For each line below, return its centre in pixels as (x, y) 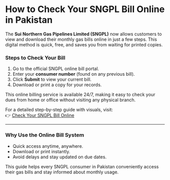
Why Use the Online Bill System (45, 135)
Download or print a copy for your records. (57, 85)
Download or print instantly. (41, 151)
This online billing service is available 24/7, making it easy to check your (80, 95)
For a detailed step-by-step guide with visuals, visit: (59, 110)
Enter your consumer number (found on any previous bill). (74, 74)
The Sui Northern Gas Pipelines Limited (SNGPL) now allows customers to (83, 34)
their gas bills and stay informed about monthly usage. (62, 172)
